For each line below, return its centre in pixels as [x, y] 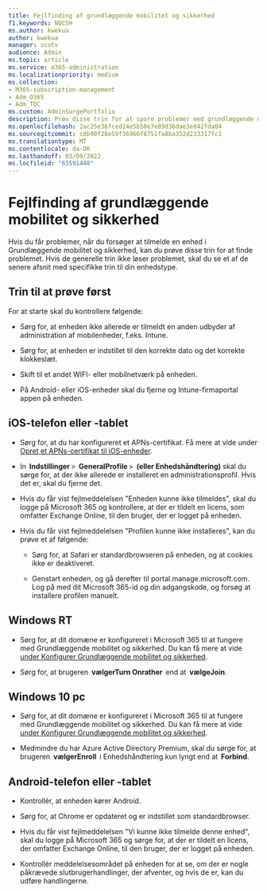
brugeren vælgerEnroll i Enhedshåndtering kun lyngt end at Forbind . [134, 757]
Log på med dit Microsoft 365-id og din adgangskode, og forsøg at [141, 587]
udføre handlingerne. [54, 881]
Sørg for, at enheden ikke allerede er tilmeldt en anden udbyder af [128, 326]
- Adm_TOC [25, 104]
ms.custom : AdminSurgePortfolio [62, 112]
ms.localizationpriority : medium [64, 75]
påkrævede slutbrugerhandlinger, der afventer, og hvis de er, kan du [132, 872]
